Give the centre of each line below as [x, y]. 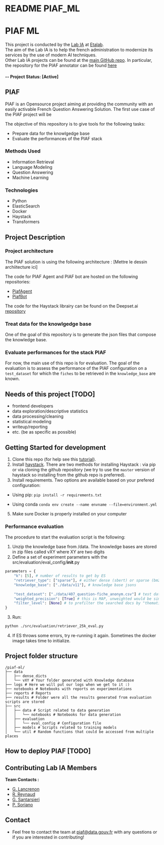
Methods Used [23, 151]
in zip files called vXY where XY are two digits [58, 552]
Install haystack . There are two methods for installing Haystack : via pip [84, 464]
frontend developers [33, 406]
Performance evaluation [34, 526]
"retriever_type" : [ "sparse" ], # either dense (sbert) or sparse [82, 581]
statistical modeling [32, 422]
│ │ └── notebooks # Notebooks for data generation [63, 715]
